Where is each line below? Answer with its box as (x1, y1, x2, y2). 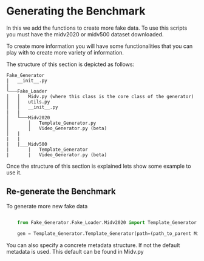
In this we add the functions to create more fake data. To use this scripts (6, 24, 188, 31)
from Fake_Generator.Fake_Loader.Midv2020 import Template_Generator (17, 219, 197, 225)
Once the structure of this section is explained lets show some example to (6, 162, 191, 170)
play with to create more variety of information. (6, 48, 124, 56)
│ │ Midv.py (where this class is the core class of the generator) (6, 93, 194, 99)
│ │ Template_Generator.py (6, 120, 97, 126)
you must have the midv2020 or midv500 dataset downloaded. (6, 30, 164, 38)
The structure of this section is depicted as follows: (6, 61, 135, 68)
